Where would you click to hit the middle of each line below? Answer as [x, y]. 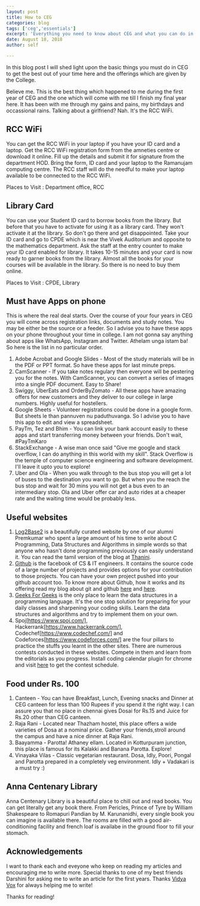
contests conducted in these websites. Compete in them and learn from [103, 652]
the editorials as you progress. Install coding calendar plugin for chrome [103, 659]
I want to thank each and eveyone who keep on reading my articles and [94, 866]
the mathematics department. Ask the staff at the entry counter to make [95, 245]
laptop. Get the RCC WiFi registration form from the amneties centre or [93, 150]
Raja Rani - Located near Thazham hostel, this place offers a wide [96, 723]
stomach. [18, 833]
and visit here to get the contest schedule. [67, 665]
